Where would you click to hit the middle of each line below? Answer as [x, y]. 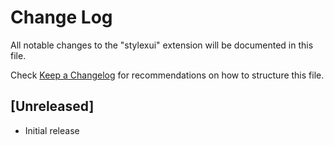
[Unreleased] [52, 106]
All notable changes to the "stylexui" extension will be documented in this [162, 45]
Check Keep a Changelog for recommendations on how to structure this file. [167, 75]
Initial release [52, 130]
